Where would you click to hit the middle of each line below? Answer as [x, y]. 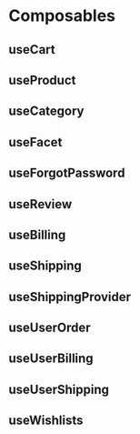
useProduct [42, 80]
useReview [40, 204]
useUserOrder [50, 328]
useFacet [35, 142]
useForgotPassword [67, 173]
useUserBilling [51, 359]
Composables [62, 16]
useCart [32, 50]
